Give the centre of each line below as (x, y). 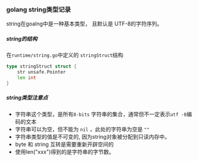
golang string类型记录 (39, 9)
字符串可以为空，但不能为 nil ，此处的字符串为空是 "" (82, 129)
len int (27, 78)
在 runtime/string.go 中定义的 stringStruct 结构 (65, 55)
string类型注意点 (27, 98)
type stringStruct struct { (42, 67)
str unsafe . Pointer (42, 72)
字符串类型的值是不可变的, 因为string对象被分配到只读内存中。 (92, 136)
